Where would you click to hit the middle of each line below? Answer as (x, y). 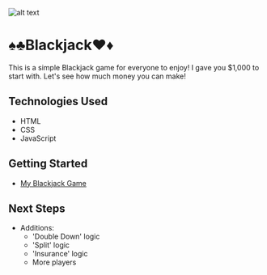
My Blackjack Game (53, 183)
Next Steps (37, 208)
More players (54, 262)
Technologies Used (58, 102)
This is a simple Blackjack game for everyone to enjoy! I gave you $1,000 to (134, 67)
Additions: (37, 228)
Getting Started (48, 164)
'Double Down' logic (66, 237)
